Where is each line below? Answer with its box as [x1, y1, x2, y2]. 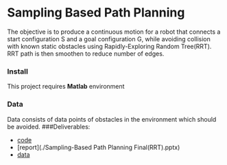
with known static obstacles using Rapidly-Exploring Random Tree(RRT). [7, 42, 212, 50]
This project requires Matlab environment [7, 82, 125, 91]
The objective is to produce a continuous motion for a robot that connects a [7, 27, 221, 36]
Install [7, 67, 29, 76]
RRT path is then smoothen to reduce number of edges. [7, 49, 165, 58]
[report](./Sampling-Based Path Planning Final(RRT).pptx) [16, 143, 180, 151]
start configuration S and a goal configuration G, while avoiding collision [7, 34, 211, 43]
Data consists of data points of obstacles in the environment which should [7, 115, 217, 123]
